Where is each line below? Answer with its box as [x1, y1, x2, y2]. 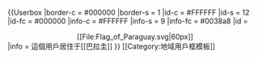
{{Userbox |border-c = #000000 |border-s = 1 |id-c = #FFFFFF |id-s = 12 [7, 8, 250, 17]
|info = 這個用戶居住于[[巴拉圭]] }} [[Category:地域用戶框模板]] [7, 41, 216, 51]
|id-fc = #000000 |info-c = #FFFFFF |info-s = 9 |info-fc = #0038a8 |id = [7, 16, 248, 26]
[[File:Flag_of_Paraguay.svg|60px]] [77, 32, 193, 41]
